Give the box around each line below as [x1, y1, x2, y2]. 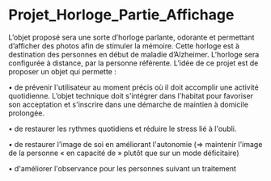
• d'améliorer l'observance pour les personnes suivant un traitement [8, 163, 237, 173]
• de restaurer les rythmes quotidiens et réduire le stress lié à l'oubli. [8, 124, 237, 133]
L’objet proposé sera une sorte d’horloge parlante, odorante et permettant [8, 32, 255, 42]
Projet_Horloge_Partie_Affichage [8, 6, 235, 24]
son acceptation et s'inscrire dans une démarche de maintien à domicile [8, 99, 249, 109]
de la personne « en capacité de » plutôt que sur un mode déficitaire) [8, 148, 240, 158]
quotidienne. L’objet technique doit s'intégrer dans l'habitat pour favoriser [8, 90, 253, 100]
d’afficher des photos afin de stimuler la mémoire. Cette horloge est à [8, 40, 240, 50]
